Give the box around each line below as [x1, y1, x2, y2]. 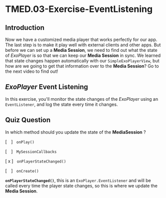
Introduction [5, 23, 45, 32]
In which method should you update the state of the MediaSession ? [5, 129, 146, 135]
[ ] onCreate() [5, 168, 39, 174]
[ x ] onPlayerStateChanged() [5, 158, 66, 164]
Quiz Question [5, 116, 51, 124]
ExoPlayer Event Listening [5, 83, 88, 91]
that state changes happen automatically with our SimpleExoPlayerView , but [5, 58, 160, 63]
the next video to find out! [5, 68, 58, 74]
